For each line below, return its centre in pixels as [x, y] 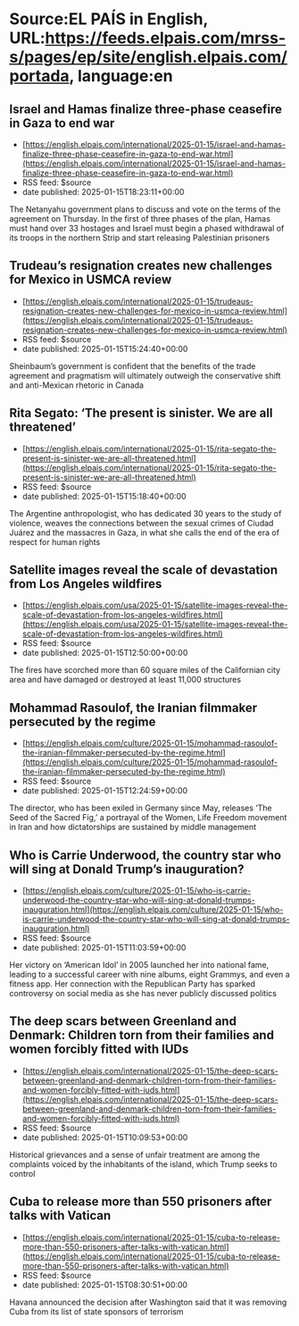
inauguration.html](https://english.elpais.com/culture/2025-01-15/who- [153, 910]
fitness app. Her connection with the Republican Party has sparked [133, 984]
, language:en [121, 76]
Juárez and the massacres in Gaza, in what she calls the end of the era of [144, 533]
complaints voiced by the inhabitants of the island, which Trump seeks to [144, 1164]
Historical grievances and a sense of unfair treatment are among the [135, 1154]
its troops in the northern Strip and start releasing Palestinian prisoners [140, 238]
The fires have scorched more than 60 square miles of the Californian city [145, 670]
